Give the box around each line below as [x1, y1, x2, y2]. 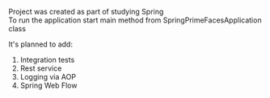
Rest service [19, 63, 62, 73]
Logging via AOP [19, 72, 77, 81]
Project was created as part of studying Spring [8, 7, 164, 16]
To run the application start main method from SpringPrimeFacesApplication [8, 15, 262, 25]
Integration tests [19, 55, 75, 64]
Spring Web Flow [19, 80, 78, 90]
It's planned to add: [8, 39, 73, 49]
